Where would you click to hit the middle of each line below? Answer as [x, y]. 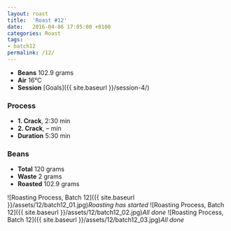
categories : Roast [34, 33]
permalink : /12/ [31, 53]
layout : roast [28, 14]
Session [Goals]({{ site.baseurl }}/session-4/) [83, 87]
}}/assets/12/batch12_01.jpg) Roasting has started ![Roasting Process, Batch [116, 205]
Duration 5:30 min [44, 136]
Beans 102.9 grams [45, 72]
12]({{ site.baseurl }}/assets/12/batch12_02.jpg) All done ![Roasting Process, [115, 212]
